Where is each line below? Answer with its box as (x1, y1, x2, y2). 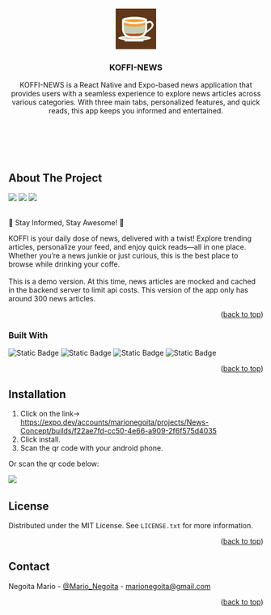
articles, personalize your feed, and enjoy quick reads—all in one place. (8, 242, 247, 252)
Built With (8, 330, 49, 341)
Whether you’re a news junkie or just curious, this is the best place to (8, 251, 239, 261)
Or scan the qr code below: (8, 459, 100, 469)
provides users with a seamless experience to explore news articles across (11, 89, 261, 99)
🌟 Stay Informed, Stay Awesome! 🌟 (8, 218, 125, 228)
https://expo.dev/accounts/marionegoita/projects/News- (19, 417, 209, 427)
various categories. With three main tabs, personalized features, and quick (11, 97, 260, 107)
